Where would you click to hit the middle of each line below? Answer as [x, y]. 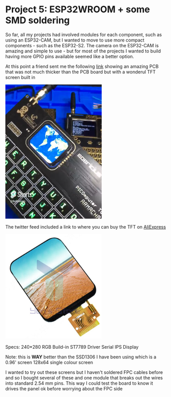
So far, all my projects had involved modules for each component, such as [84, 34]
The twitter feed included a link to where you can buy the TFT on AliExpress [85, 227]
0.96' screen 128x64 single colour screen [49, 363]
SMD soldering [38, 20]
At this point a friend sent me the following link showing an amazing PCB [82, 66]
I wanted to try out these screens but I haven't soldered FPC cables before [84, 372]
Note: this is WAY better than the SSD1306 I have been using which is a [81, 357]
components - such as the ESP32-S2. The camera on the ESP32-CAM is [82, 45]
